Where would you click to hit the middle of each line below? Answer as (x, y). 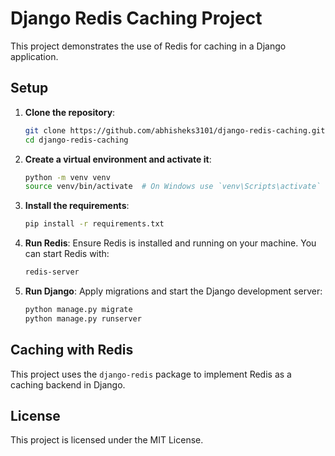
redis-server (52, 272)
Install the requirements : (77, 206)
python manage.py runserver (83, 318)
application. (34, 56)
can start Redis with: (67, 254)
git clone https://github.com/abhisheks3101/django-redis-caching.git (175, 130)
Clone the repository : (70, 112)
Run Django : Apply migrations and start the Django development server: (173, 291)
